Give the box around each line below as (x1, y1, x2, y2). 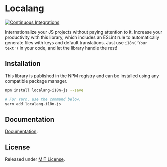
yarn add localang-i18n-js (5, 101, 61, 106)
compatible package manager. (5, 78, 68, 84)
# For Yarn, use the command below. (5, 97, 81, 102)
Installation (5, 59, 41, 68)
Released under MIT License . (5, 156, 65, 162)
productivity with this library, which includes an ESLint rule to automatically (5, 34, 160, 40)
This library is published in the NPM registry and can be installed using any (5, 73, 159, 79)
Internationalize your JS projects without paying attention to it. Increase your (5, 29, 163, 35)
